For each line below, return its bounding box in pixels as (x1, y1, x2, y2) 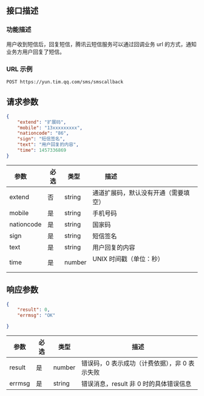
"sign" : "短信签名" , (17, 136, 66, 142)
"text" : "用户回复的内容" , (17, 142, 79, 148)
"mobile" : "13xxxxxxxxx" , (17, 125, 83, 131)
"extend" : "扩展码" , (17, 119, 67, 125)
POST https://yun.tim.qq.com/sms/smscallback (6, 78, 123, 85)
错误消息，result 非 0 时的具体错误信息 (81, 380, 192, 388)
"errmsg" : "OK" (17, 312, 56, 319)
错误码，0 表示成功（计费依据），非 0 (81, 359, 187, 367)
